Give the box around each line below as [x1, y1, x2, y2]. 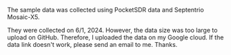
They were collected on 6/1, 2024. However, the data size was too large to [7, 26, 218, 34]
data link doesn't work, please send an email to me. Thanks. [7, 41, 178, 48]
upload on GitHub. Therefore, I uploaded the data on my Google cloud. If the [7, 33, 224, 41]
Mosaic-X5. [7, 13, 40, 21]
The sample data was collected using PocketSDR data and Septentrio [7, 6, 205, 14]
